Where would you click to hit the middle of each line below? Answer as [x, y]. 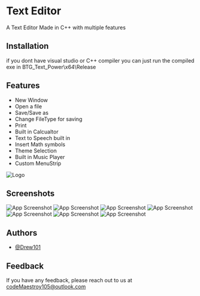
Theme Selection [36, 151]
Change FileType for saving [48, 119]
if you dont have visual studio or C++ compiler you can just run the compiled [100, 60]
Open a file [28, 106]
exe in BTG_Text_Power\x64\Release [51, 67]
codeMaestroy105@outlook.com [46, 286]
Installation [27, 46]
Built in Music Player [40, 157]
